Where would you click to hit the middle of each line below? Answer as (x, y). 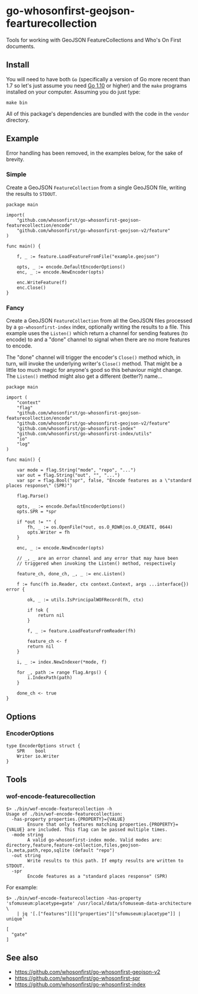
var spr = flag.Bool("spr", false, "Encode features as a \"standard (104, 481)
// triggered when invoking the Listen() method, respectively (96, 564)
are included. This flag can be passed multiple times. (98, 829)
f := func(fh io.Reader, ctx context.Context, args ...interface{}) (103, 584)
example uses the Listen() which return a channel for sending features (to (97, 333)
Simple (16, 174)
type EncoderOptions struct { (43, 745)
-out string (26, 855)
